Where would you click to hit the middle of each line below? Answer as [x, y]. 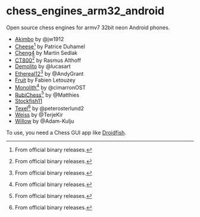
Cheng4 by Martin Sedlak [46, 52]
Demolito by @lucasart [43, 66]
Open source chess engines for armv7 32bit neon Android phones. [88, 27]
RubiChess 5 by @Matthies [47, 94]
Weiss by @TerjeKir [39, 114]
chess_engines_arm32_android [85, 11]
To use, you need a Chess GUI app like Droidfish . [66, 132]
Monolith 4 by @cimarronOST [50, 86]
